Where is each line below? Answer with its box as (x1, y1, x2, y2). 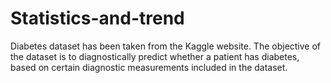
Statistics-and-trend (10, 7, 185, 30)
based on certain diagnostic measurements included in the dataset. (10, 61, 288, 73)
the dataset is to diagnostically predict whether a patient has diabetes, (10, 50, 300, 62)
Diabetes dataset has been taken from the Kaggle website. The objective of (10, 40, 322, 52)
